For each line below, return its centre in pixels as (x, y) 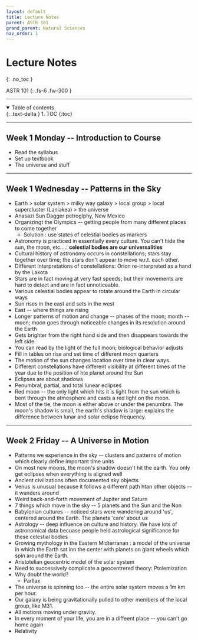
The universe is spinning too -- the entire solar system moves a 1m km (100, 587)
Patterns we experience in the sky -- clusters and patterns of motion (98, 455)
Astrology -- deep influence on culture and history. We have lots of (96, 524)
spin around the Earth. (42, 555)
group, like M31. (34, 606)
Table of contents (33, 108)
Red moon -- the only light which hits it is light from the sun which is (97, 391)
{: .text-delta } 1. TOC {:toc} (39, 114)
